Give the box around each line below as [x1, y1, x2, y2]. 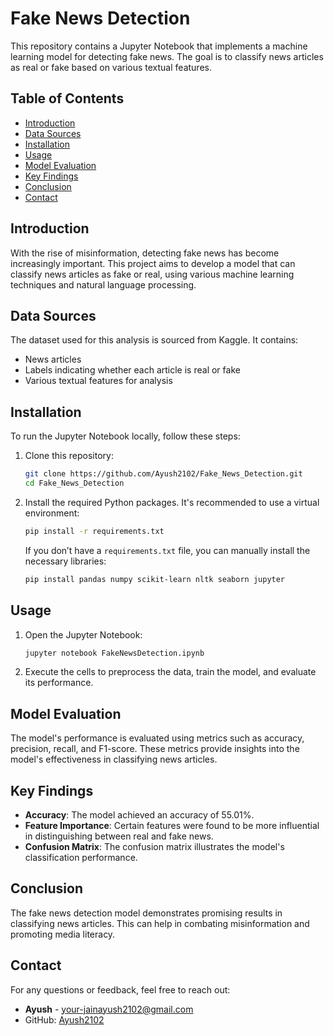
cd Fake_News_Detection [24, 478, 125, 489]
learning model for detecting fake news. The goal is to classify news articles [10, 50, 324, 62]
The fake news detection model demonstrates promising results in [10, 907, 283, 919]
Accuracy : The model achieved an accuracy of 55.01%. [24, 809, 255, 821]
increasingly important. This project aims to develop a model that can [10, 257, 296, 269]
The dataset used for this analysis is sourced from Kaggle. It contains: [10, 334, 299, 346]
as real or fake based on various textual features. [10, 61, 212, 73]
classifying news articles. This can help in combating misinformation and [10, 917, 310, 929]
